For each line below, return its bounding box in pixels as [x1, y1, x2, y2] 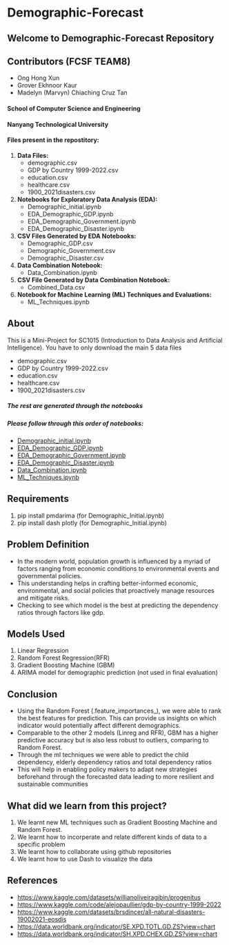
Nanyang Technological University [7, 120, 109, 128]
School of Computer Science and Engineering [7, 104, 141, 112]
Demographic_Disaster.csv [27, 254, 104, 262]
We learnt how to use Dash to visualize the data [17, 855, 153, 863]
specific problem [17, 840, 66, 849]
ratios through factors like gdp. [17, 608, 106, 616]
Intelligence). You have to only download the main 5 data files [7, 343, 182, 352]
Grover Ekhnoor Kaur [17, 81, 77, 90]
